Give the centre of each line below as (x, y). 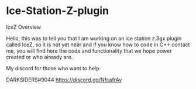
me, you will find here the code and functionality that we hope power (89, 50)
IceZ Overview (24, 27)
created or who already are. (39, 57)
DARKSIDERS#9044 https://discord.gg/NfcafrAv (64, 80)
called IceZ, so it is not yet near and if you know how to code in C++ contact (98, 44)
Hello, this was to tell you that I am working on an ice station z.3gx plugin (94, 38)
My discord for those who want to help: (54, 68)
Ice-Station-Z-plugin (58, 11)
